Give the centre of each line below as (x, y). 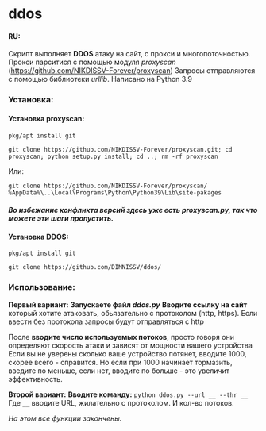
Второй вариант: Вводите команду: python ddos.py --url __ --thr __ (128, 394)
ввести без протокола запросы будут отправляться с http (106, 321)
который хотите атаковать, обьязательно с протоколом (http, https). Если (133, 313)
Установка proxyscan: (46, 118)
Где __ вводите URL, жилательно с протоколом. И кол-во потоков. (121, 402)
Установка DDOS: (39, 237)
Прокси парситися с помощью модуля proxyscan (92, 62)
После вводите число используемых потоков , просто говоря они (121, 337)
